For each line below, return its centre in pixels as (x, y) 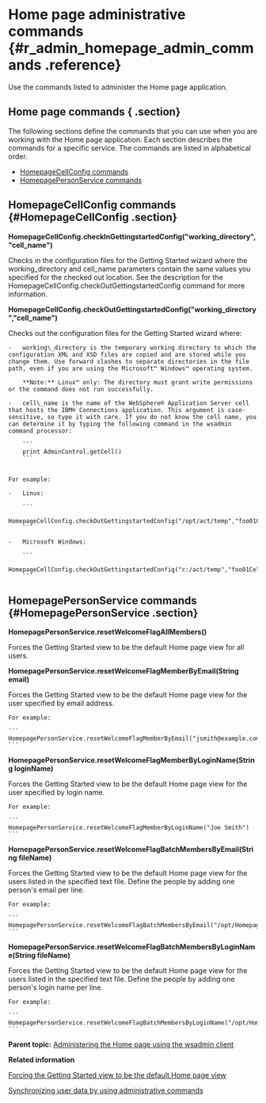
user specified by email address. (61, 704)
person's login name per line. (56, 987)
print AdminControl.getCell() (72, 452)
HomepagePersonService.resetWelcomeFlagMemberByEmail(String (123, 671)
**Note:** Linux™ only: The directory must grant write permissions (138, 382)
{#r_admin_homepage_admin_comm (131, 48)
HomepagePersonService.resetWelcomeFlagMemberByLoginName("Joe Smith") (129, 828)
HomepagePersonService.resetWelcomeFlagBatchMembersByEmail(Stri (131, 849)
